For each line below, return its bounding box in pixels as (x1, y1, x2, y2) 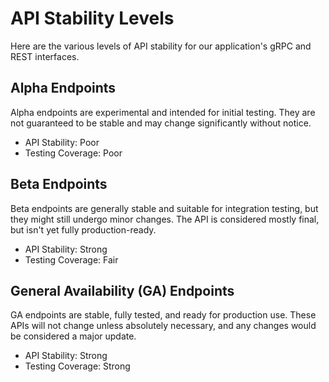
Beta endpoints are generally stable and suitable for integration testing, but (10, 202, 319, 214)
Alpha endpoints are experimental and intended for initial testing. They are (10, 106, 316, 118)
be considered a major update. (10, 330, 137, 342)
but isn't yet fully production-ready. (10, 223, 157, 236)
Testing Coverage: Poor (24, 147, 123, 159)
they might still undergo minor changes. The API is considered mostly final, (10, 213, 320, 225)
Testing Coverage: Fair (24, 253, 119, 266)
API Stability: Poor (24, 136, 100, 148)
